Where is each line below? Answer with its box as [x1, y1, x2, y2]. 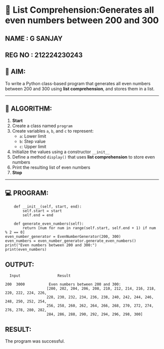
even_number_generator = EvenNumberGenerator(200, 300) [5, 234, 121, 239]
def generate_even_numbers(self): [14, 221, 84, 227]
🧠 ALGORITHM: [5, 105, 52, 113]
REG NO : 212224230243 [5, 51, 83, 59]
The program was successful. [5, 338, 65, 344]
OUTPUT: [5, 260, 34, 269]
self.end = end [22, 213, 54, 218]
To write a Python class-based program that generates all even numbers [5, 80, 151, 86]
